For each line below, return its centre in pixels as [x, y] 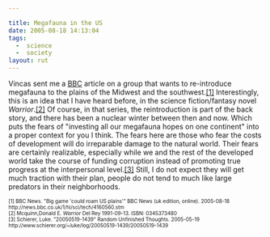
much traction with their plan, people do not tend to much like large [120, 178]
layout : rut [28, 61]
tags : [17, 38]
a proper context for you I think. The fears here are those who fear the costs [135, 135]
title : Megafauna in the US [56, 23]
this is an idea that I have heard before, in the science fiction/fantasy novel [133, 101]
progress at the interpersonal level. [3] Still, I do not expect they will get [126, 169]
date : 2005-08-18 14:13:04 [54, 30]
